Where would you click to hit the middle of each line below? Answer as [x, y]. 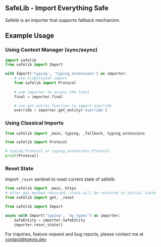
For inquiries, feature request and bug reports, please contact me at [74, 234]
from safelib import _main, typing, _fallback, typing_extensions [75, 133]
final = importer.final [39, 97]
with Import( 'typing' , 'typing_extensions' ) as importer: [66, 74]
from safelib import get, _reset [40, 198]
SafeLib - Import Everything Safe [57, 8]
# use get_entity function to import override [63, 106]
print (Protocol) [22, 156]
